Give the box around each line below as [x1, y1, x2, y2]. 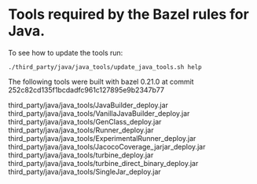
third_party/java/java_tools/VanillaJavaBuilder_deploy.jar [8, 108, 190, 118]
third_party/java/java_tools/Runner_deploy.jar [8, 125, 154, 135]
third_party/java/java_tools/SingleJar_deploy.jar [8, 167, 161, 176]
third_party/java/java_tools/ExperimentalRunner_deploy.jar [8, 133, 196, 143]
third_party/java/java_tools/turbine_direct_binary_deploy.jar [8, 158, 199, 168]
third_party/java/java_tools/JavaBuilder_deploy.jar [8, 100, 169, 110]
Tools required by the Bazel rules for [8, 5, 249, 23]
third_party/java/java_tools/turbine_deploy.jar [8, 150, 154, 160]
